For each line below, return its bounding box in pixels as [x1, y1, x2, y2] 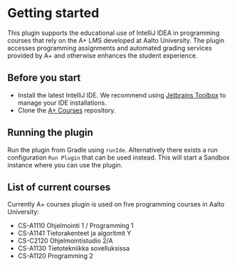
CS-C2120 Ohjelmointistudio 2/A [17, 236, 113, 245]
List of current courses [7, 181, 111, 193]
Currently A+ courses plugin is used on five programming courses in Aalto [7, 200, 225, 209]
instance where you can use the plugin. [7, 160, 123, 169]
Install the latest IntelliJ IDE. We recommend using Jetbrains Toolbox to [17, 90, 226, 99]
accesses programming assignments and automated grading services [7, 43, 212, 52]
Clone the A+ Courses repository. [17, 105, 116, 115]
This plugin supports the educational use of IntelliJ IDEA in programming [7, 28, 220, 37]
